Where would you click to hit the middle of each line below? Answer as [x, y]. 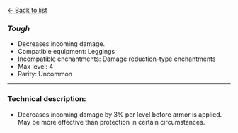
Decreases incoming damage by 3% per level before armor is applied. [120, 114]
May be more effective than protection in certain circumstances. [111, 122]
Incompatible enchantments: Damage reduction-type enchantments [117, 59]
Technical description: [47, 99]
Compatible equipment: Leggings [66, 52]
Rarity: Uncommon [45, 74]
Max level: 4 [35, 66]
